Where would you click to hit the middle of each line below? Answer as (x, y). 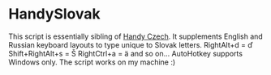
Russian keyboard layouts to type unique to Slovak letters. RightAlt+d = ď (131, 44)
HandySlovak (55, 14)
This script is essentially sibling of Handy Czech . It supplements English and (136, 36)
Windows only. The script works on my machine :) (92, 62)
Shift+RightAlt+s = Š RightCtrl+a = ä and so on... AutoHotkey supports (126, 53)
